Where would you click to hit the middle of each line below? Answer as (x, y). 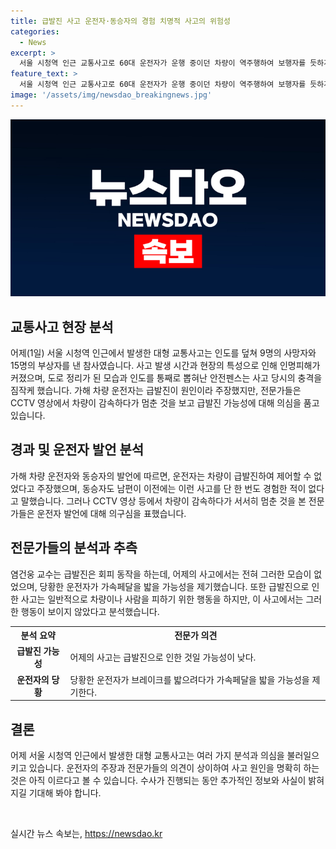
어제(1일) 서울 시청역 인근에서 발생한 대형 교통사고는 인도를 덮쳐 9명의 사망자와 (163, 353)
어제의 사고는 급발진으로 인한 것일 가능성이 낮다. (163, 657)
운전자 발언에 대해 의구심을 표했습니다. (111, 513)
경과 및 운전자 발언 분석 (77, 450)
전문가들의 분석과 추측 (74, 548)
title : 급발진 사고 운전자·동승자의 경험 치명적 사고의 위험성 (120, 21)
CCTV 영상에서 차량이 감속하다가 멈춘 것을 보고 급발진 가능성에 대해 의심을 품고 (165, 403)
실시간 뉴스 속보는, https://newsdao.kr (86, 833)
